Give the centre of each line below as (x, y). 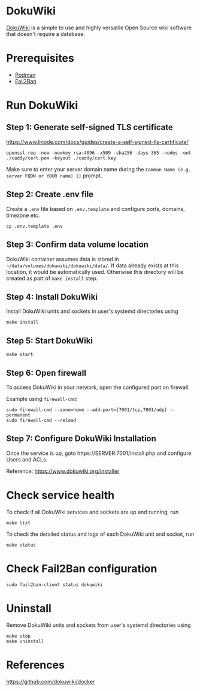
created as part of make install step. (52, 278)
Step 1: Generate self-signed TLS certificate (90, 127)
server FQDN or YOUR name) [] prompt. (54, 176)
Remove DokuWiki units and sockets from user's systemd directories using (99, 625)
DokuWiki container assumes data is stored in (63, 259)
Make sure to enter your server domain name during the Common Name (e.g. (99, 169)
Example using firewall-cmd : (42, 399)
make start (20, 355)
